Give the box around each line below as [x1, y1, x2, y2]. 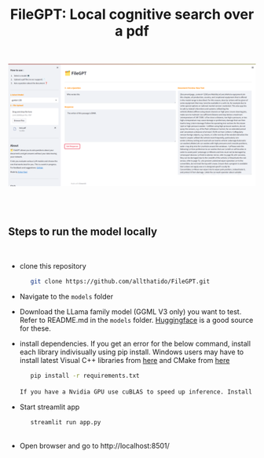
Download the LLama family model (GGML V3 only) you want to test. [19, 306, 242, 316]
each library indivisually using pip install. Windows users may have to [19, 347, 244, 357]
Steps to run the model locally [8, 225, 158, 239]
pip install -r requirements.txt [30, 372, 140, 379]
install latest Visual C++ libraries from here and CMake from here [19, 355, 230, 365]
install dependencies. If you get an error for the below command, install [19, 339, 251, 348]
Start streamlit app [19, 402, 80, 412]
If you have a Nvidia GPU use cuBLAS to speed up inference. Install [19, 388, 253, 396]
